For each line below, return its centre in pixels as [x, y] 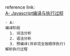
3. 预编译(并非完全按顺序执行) [38, 44]
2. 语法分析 [20, 38]
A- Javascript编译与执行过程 [34, 13]
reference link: [20, 7]
